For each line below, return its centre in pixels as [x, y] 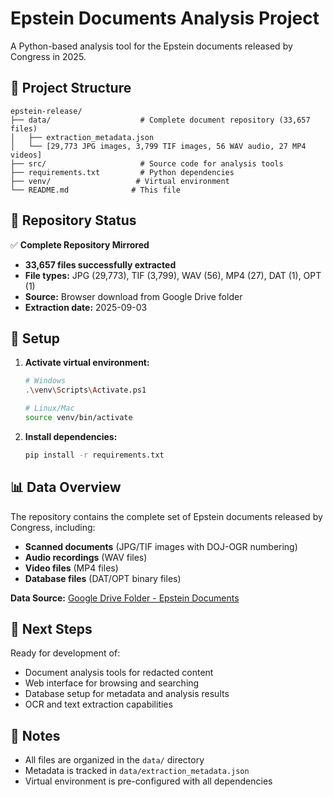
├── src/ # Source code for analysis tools [147, 163]
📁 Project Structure [71, 88]
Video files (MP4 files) [71, 568]
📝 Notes [35, 735]
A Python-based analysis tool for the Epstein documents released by [151, 46]
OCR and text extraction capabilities [98, 704]
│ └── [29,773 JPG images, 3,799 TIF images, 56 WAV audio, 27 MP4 [158, 146]
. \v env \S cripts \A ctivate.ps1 [85, 390]
